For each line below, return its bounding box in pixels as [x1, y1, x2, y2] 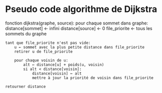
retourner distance [5, 84, 46, 89]
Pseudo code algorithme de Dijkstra [5, 3, 157, 15]
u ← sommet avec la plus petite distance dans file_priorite [14, 44, 144, 49]
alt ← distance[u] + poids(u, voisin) [23, 62, 104, 67]
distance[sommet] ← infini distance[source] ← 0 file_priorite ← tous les [5, 25, 153, 31]
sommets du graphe [5, 30, 47, 36]
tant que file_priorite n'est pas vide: [5, 40, 91, 45]
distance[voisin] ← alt [32, 71, 82, 76]
